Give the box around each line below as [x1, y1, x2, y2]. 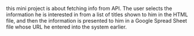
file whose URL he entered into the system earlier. [6, 23, 127, 30]
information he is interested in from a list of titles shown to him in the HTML [6, 11, 188, 18]
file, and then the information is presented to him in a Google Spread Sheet [6, 17, 188, 24]
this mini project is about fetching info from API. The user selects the [6, 5, 172, 12]
